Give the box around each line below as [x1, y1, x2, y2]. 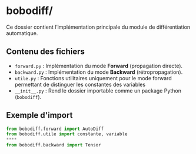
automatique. [6, 29, 38, 36]
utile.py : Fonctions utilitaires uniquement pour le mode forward [14, 74, 172, 81]
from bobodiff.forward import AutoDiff [6, 126, 104, 132]
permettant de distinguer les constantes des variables [14, 81, 146, 88]
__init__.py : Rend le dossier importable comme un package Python [14, 87, 181, 94]
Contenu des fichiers [6, 47, 85, 57]
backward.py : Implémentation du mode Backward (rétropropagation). [14, 69, 183, 76]
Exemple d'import [6, 110, 73, 121]
